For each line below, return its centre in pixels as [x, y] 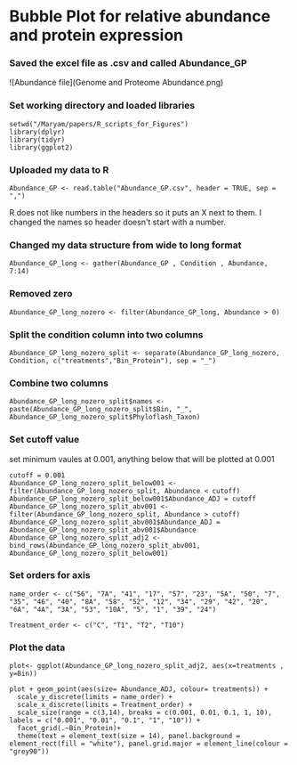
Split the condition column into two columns [106, 334]
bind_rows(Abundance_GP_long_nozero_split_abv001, [105, 545]
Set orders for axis [50, 575]
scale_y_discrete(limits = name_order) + [95, 697]
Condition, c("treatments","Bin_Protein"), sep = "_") [113, 361]
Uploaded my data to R [59, 169]
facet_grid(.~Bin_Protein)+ [69, 728]
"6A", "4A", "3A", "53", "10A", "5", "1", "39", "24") [113, 609]
